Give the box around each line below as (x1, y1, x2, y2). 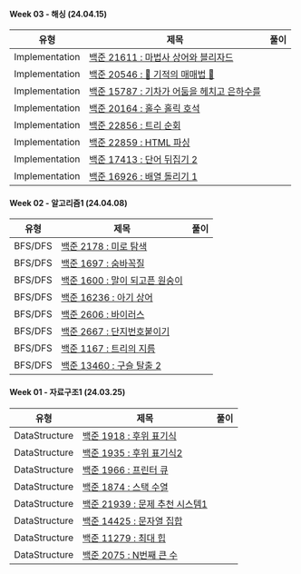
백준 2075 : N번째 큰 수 (82, 549, 179, 561)
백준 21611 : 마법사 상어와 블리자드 (89, 51, 234, 64)
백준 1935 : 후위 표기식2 (82, 446, 183, 459)
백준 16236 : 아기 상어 (61, 292, 153, 304)
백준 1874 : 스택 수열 (82, 480, 170, 493)
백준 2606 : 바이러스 (61, 309, 145, 322)
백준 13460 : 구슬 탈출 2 (61, 360, 161, 372)
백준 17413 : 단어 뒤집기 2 (89, 153, 198, 166)
